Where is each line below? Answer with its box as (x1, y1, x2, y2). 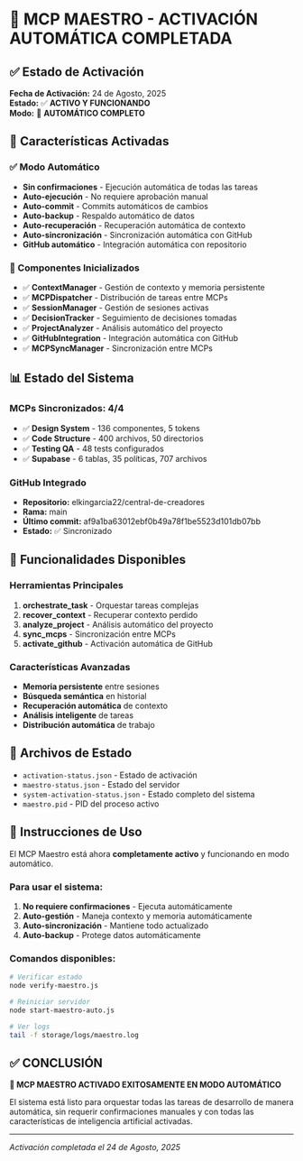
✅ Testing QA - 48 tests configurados (22, 443, 164, 454)
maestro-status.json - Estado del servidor (22, 779, 180, 789)
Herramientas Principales (9, 579, 124, 592)
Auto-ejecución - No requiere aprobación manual (22, 190, 209, 202)
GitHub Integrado (9, 476, 87, 489)
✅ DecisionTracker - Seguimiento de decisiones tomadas (22, 312, 237, 323)
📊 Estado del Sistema (9, 371, 134, 386)
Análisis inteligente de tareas (22, 709, 133, 721)
